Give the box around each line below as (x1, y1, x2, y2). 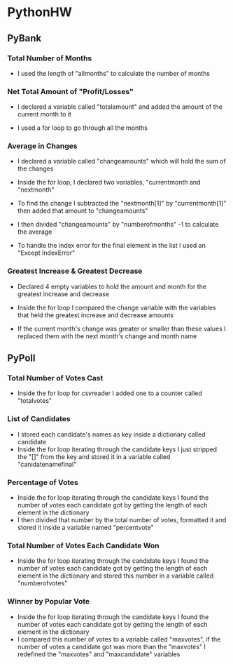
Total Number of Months (7, 53, 92, 63)
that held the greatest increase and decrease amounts (17, 310, 174, 319)
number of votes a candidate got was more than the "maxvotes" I (17, 642, 206, 651)
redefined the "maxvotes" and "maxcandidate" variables (17, 650, 181, 658)
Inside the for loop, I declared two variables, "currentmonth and (17, 178, 201, 187)
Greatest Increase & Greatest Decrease (7, 266, 143, 276)
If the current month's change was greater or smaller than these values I (17, 324, 226, 333)
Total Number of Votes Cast (7, 373, 104, 383)
